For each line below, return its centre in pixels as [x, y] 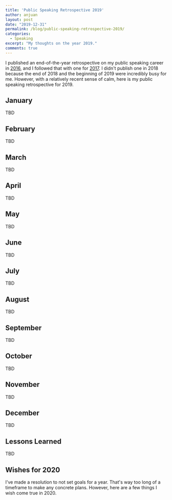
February [20, 129]
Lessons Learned [33, 441]
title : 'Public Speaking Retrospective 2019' [55, 10]
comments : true [21, 48]
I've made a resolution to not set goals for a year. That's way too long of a [83, 482]
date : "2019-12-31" [26, 24]
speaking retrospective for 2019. [39, 84]
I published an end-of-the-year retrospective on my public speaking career [84, 62]
